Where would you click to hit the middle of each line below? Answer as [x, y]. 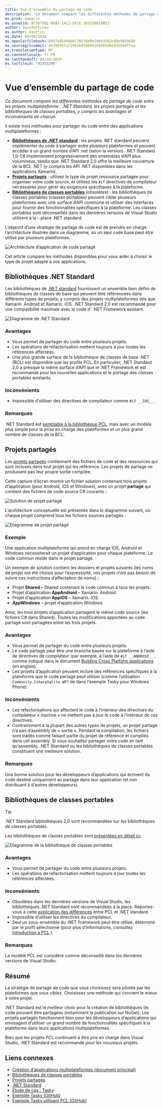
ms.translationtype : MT [29, 50]
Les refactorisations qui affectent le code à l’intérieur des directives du [83, 710]
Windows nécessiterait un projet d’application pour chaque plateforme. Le [79, 553]
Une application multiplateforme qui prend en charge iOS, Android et [73, 548]
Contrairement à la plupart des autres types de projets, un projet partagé [85, 726]
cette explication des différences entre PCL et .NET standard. [88, 912]
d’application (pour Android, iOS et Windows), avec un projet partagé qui [78, 486]
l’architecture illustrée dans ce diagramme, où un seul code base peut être [79, 232]
